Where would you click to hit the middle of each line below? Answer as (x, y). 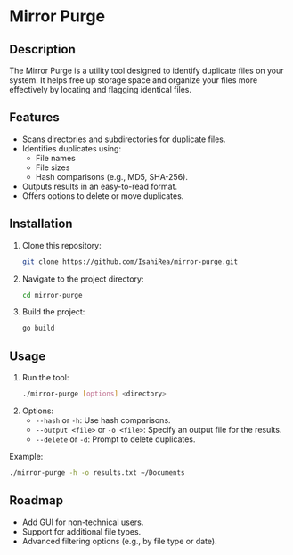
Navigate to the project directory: (83, 279)
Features (34, 118)
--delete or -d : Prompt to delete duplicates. (115, 439)
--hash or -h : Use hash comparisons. (103, 420)
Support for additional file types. (81, 531)
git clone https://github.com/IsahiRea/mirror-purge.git (130, 261)
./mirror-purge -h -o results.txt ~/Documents (97, 473)
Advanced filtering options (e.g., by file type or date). (119, 541)
